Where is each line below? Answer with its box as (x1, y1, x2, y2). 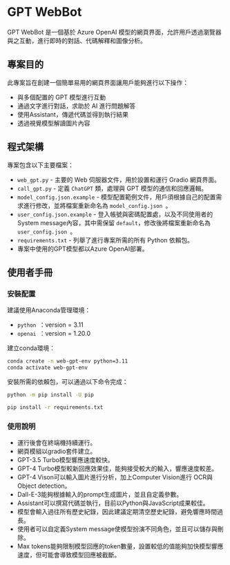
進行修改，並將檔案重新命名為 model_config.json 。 (23, 201, 172, 209)
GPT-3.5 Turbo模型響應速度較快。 (17, 456, 114, 464)
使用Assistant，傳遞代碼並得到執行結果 (17, 110, 129, 118)
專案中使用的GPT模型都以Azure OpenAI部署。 (17, 245, 148, 253)
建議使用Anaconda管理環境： (7, 306, 91, 314)
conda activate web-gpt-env (7, 364, 88, 372)
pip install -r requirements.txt (7, 403, 104, 411)
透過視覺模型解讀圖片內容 (17, 119, 90, 127)
